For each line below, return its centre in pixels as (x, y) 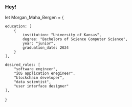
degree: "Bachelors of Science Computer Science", (75, 39)
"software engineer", (36, 69)
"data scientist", (33, 82)
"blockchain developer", (39, 78)
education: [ (18, 26)
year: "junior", (39, 43)
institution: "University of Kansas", (62, 35)
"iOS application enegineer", (45, 74)
